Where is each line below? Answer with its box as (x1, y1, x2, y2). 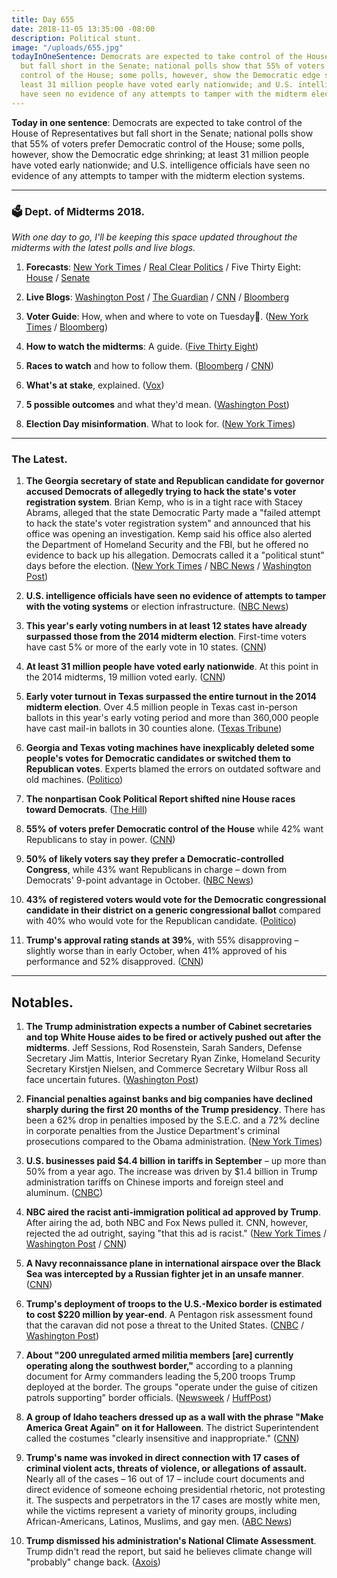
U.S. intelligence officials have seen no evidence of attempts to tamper (25, 590, 327, 602)
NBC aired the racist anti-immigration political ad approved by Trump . (25, 1206, 321, 1218)
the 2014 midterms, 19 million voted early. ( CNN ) (25, 671, 226, 683)
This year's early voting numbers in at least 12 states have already (25, 620, 308, 632)
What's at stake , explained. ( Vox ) (25, 379, 165, 391)
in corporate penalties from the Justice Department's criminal (25, 1125, 281, 1137)
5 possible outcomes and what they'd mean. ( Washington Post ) (25, 398, 290, 410)
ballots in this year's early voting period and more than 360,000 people (25, 712, 319, 724)
